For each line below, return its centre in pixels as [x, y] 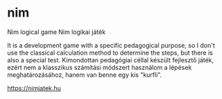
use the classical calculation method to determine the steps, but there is [110, 53]
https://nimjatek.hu [34, 88]
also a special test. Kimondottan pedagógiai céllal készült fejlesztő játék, [111, 60]
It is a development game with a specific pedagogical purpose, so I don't [111, 45]
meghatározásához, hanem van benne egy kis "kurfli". [85, 75]
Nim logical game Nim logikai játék [57, 32]
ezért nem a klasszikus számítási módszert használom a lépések [100, 67]
